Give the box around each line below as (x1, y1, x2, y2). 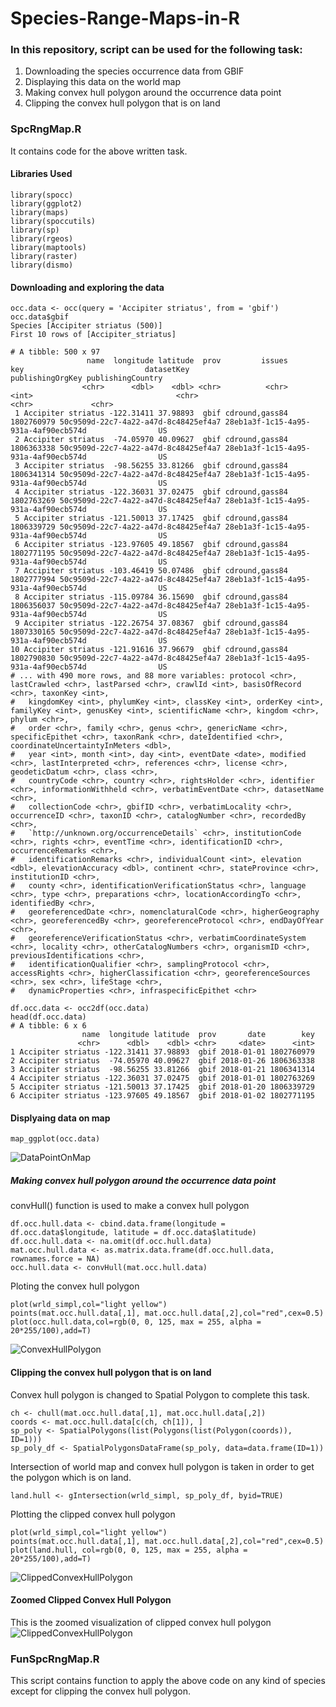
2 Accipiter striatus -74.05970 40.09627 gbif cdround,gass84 (14, 435, 288, 445)
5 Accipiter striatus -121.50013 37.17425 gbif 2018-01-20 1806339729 (10, 1082, 315, 1092)
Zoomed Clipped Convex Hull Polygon (10, 1594, 172, 1606)
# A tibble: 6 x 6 (10, 1021, 87, 1031)
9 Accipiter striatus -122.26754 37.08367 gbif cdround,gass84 (14, 618, 288, 629)
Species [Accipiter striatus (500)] (10, 321, 163, 331)
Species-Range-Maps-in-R (10, 7, 240, 30)
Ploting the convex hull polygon (10, 1280, 140, 1292)
